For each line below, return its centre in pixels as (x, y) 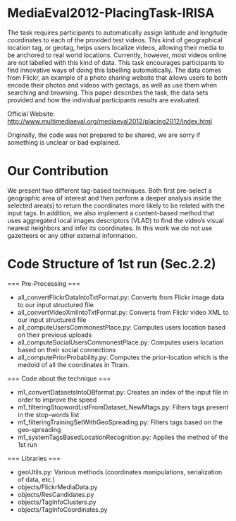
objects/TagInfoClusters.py (57, 502)
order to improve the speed (57, 400)
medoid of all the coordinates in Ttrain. (73, 364)
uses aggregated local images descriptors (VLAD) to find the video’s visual (116, 220)
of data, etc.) (36, 479)
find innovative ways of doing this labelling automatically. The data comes (114, 70)
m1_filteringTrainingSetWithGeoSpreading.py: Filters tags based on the (120, 422)
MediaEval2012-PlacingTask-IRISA (111, 13)
